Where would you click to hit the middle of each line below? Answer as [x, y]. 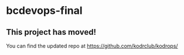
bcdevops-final [45, 11]
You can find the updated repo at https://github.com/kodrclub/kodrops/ [92, 46]
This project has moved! [51, 32]
